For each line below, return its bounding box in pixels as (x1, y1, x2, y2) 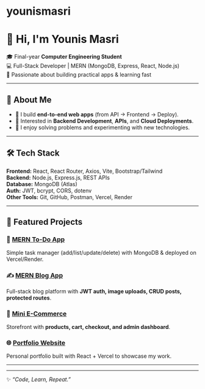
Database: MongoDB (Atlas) (6, 180, 77, 187)
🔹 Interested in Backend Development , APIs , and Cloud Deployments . (15, 117, 194, 124)
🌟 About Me (6, 94, 52, 105)
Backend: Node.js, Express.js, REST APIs (6, 173, 110, 181)
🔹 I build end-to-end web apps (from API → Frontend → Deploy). (15, 110, 179, 118)
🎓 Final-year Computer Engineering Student (6, 53, 122, 61)
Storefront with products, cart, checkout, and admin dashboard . (6, 323, 171, 331)
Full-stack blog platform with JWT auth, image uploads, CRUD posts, (6, 287, 182, 295)
